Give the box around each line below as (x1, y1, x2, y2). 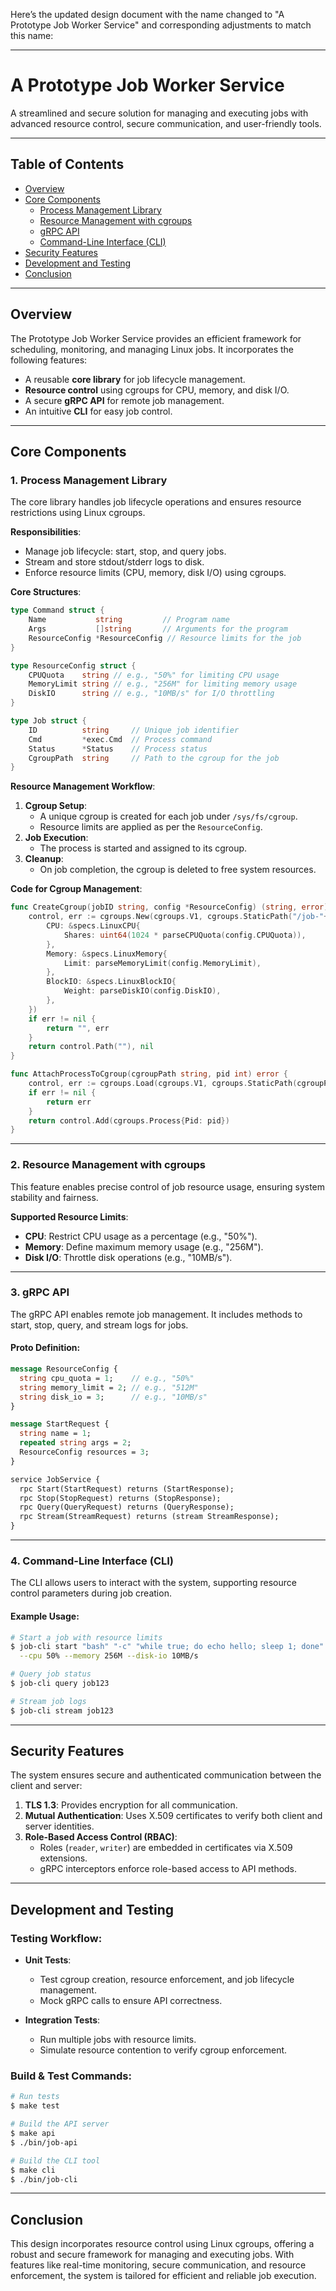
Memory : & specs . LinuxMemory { (46, 949, 168, 959)
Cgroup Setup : (24, 800, 88, 812)
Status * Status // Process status (28, 744, 208, 754)
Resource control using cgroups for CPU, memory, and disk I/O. (24, 384, 290, 396)
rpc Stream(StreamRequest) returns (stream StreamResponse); (19, 1512, 280, 1522)
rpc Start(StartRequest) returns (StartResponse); (19, 1484, 235, 1494)
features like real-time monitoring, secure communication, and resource (10, 2259, 307, 2271)
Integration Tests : (24, 2014, 101, 2026)
